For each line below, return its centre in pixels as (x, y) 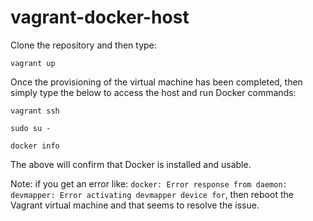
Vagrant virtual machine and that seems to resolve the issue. (135, 205)
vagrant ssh (35, 111)
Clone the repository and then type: (83, 45)
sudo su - (31, 128)
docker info (35, 146)
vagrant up (33, 63)
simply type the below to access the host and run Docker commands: (153, 92)
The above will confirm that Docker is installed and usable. (131, 164)
